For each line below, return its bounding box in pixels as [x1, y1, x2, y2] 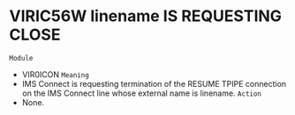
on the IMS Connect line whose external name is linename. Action [21, 88, 262, 98]
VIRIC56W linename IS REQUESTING [9, 6, 283, 26]
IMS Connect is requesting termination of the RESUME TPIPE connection [21, 78, 287, 89]
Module [9, 54, 34, 62]
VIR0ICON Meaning [21, 68, 90, 80]
